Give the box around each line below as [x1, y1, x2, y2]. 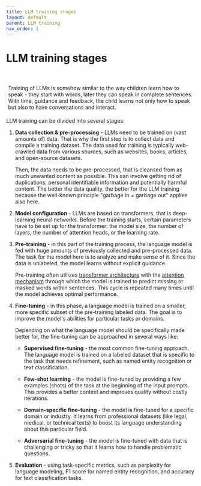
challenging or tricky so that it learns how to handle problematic [23, 443, 182, 451]
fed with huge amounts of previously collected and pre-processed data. [14, 247, 193, 254]
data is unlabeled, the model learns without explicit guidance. [14, 260, 167, 267]
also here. [14, 198, 40, 205]
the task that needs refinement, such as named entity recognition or [23, 357, 192, 364]
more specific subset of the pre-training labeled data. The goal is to [14, 309, 182, 316]
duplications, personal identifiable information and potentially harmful [14, 179, 187, 186]
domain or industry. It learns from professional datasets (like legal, [23, 413, 188, 420]
